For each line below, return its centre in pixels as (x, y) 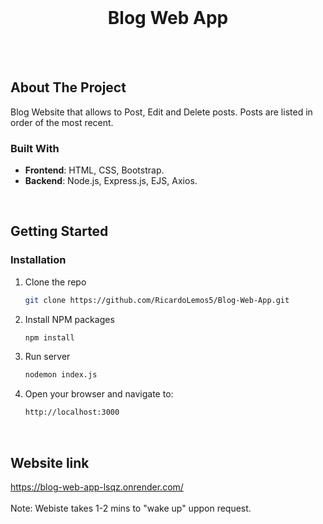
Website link (50, 462)
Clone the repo (55, 282)
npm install (49, 337)
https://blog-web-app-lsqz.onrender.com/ (97, 487)
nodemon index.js (61, 375)
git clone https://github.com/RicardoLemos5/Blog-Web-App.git (157, 300)
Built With (35, 148)
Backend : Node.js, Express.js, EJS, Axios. (111, 181)
